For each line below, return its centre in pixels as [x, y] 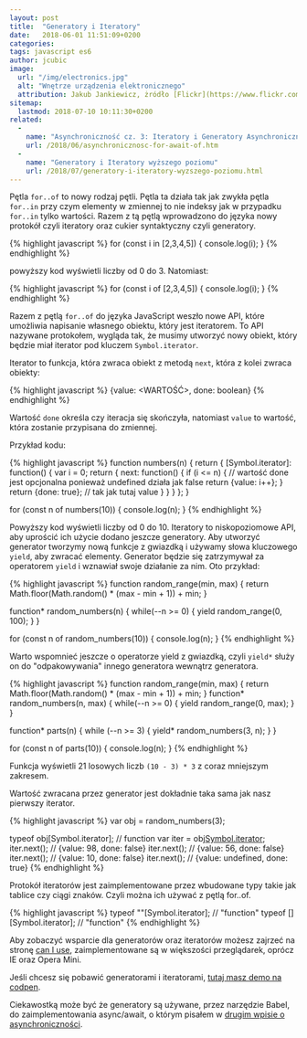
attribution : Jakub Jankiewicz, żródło [94, 94]
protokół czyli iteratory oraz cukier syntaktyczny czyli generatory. [132, 226]
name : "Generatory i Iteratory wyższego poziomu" [122, 162]
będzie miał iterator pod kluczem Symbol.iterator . [104, 345]
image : [22, 69]
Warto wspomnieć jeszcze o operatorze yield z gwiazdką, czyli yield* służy [152, 657]
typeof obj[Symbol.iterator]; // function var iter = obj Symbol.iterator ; [138, 839]
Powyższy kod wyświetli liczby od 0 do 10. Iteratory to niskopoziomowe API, [153, 527]
